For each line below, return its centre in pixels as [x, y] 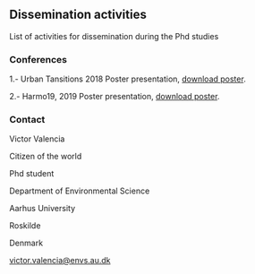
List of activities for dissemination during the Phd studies [114, 36]
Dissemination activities [78, 15]
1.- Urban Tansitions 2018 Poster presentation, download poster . [127, 79]
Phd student [32, 174]
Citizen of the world [46, 157]
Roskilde [25, 226]
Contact [27, 120]
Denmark [26, 243]
